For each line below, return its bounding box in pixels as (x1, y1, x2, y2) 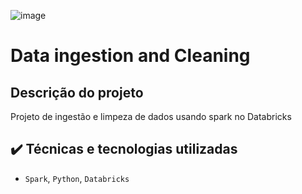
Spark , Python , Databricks (24, 172, 130, 184)
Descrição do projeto (10, 84, 144, 101)
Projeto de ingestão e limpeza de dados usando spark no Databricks (10, 111, 292, 122)
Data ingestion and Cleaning (10, 45, 251, 67)
